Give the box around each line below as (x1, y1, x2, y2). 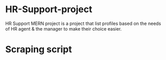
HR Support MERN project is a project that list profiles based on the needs (5, 20, 161, 26)
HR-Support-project (5, 4, 93, 15)
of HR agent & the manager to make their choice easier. (5, 25, 122, 32)
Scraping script (5, 44, 73, 55)
